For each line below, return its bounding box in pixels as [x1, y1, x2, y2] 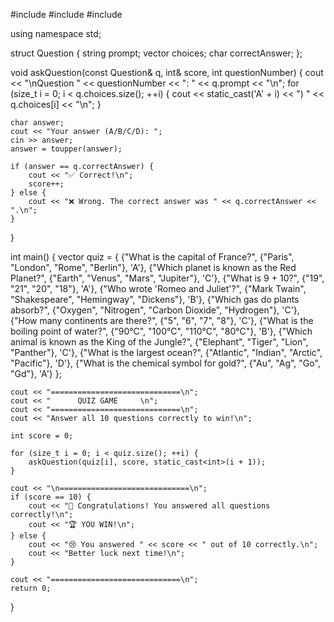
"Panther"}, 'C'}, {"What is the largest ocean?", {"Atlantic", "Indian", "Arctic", [10, 347, 323, 358]
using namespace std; [10, 28, 102, 39]
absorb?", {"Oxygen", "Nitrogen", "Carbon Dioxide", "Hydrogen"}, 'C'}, [10, 304, 300, 316]
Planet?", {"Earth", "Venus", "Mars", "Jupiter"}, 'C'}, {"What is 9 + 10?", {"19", [10, 272, 325, 284]
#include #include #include [10, 9, 123, 20]
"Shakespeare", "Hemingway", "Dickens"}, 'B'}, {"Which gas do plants [10, 294, 300, 305]
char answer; [10, 118, 65, 128]
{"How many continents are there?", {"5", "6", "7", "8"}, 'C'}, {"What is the [10, 315, 314, 326]
